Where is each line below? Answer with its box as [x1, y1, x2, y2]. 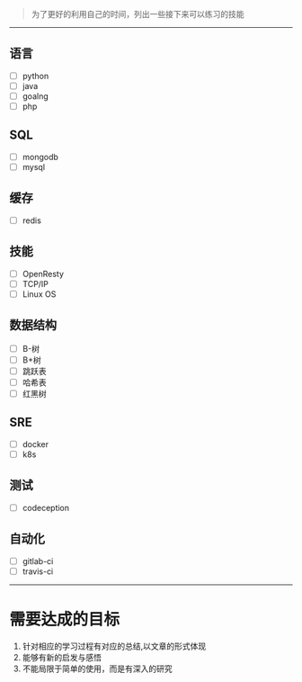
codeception [22, 502, 70, 513]
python [22, 70, 49, 81]
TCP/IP [22, 278, 49, 289]
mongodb [22, 151, 58, 162]
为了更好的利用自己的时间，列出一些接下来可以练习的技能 [31, 9, 244, 19]
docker [22, 438, 49, 449]
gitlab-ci [22, 555, 54, 566]
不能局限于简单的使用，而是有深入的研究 [22, 663, 173, 674]
